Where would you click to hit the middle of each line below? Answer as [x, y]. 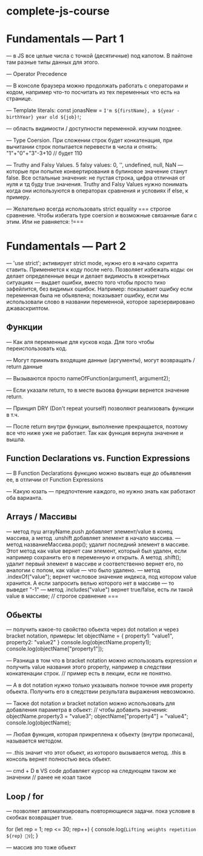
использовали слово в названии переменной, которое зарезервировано [101, 302]
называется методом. [35, 741]
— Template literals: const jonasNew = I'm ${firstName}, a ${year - [93, 110]
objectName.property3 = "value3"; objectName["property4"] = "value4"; [98, 716]
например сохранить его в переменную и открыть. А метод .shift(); [94, 557]
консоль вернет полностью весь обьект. [59, 759]
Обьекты [24, 615]
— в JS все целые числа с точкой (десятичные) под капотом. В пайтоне [99, 56]
